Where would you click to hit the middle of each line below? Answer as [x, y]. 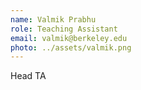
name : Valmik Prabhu [53, 19]
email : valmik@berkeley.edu [69, 38]
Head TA [28, 76]
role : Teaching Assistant [64, 29]
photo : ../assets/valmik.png [71, 47]
